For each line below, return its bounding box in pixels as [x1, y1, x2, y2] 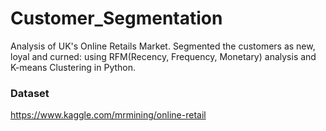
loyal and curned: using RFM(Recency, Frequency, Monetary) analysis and [10, 50, 317, 62]
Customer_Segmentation [10, 7, 223, 30]
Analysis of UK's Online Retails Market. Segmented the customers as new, [10, 40, 316, 52]
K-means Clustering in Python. [10, 61, 137, 73]
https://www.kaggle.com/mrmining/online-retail [10, 109, 207, 121]
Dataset [10, 86, 50, 100]
